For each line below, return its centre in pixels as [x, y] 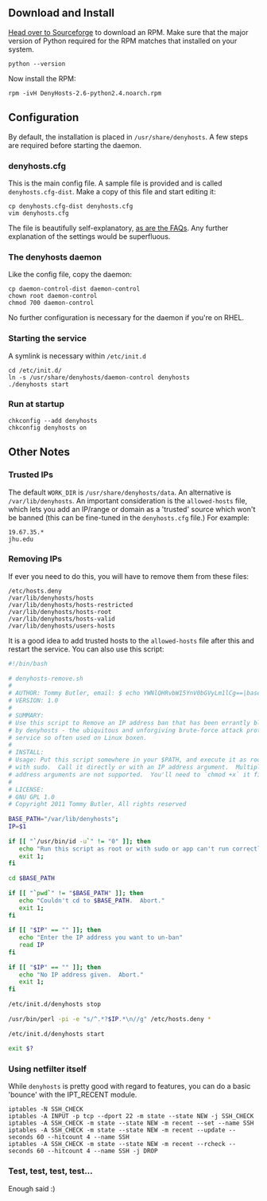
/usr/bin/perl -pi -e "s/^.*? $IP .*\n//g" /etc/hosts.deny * [110, 1019]
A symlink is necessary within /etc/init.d [77, 356]
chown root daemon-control [53, 296]
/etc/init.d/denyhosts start [56, 1034]
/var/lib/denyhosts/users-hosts [62, 626]
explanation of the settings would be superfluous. [89, 236]
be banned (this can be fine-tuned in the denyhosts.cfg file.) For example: [129, 518]
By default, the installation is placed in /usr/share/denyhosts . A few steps [128, 137]
